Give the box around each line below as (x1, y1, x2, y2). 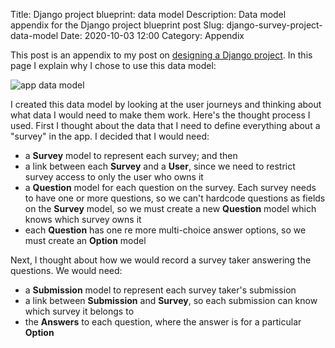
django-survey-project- (226, 19, 323, 31)
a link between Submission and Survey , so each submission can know (24, 295, 318, 306)
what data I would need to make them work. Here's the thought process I (10, 109, 311, 121)
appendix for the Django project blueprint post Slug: (10, 19, 225, 31)
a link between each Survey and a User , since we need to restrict (24, 160, 296, 172)
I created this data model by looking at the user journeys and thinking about (10, 99, 322, 110)
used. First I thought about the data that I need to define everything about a (10, 120, 321, 131)
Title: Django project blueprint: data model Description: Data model (10, 9, 287, 20)
